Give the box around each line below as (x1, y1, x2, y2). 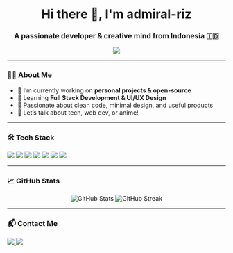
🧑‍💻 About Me (7, 70, 52, 80)
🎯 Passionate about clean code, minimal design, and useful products (17, 101, 214, 109)
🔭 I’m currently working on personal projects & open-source (17, 86, 192, 95)
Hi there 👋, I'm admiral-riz (41, 6, 192, 22)
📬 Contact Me (7, 219, 58, 229)
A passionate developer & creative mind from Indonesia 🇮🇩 (13, 31, 220, 41)
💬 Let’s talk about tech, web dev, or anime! (17, 108, 139, 117)
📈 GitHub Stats (7, 177, 60, 186)
